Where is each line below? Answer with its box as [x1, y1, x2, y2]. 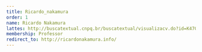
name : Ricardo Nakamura [6, 20, 66, 26]
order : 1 [6, 14, 28, 20]
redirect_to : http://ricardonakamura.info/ [6, 36, 117, 42]
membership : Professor [6, 31, 63, 37]
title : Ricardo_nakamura [6, 8, 69, 15]
